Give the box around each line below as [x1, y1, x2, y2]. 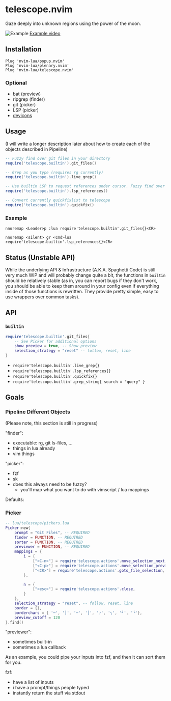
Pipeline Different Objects [5, 408, 70, 415]
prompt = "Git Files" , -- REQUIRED [14, 530, 90, 535]
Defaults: [5, 496, 24, 502]
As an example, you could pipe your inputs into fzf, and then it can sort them [5, 654, 165, 660]
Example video [30, 30, 61, 36]
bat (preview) [12, 91, 41, 97]
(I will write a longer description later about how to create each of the [5, 141, 150, 147]
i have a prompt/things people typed [12, 685, 89, 691]
